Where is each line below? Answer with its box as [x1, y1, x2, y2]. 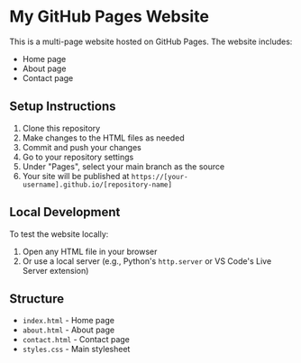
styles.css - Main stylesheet [22, 344, 131, 355]
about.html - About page [22, 324, 115, 335]
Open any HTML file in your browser [22, 246, 158, 257]
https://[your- [131, 172, 188, 181]
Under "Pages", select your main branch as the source [22, 160, 225, 172]
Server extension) [22, 265, 89, 276]
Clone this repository [22, 123, 101, 133]
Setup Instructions [9, 99, 116, 114]
